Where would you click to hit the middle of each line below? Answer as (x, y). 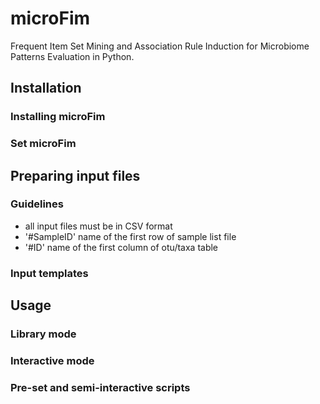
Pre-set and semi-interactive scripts (100, 387)
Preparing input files (75, 175)
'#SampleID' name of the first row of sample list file (130, 236)
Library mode (43, 334)
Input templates (49, 273)
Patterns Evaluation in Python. (72, 56)
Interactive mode (52, 361)
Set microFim (43, 144)
